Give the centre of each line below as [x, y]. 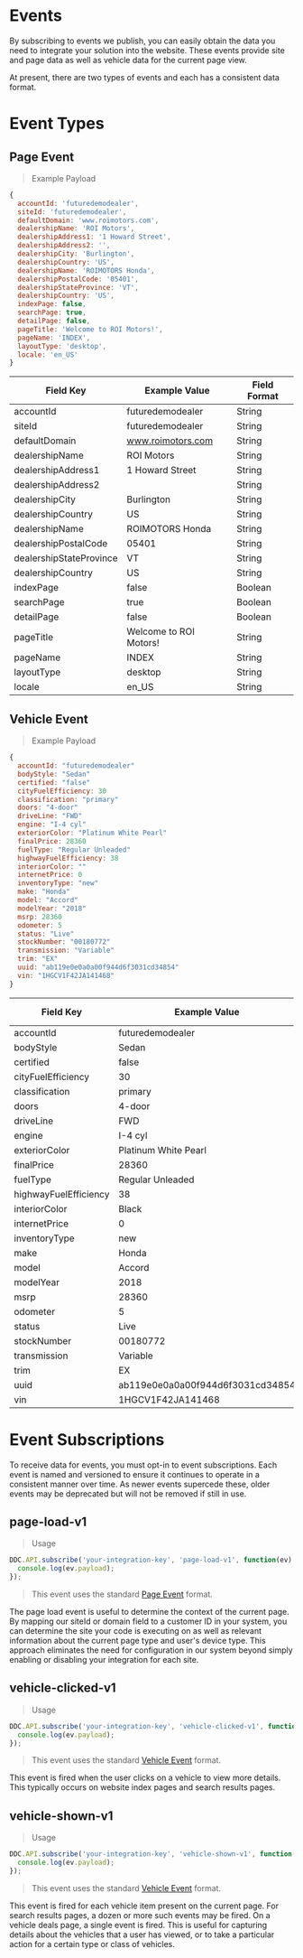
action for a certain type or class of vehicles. [92, 1944]
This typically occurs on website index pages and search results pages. [142, 1787]
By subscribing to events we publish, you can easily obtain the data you [142, 41]
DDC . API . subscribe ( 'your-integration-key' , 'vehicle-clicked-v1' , [137, 1726]
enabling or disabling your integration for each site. [104, 1660]
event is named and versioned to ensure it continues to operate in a [134, 1474]
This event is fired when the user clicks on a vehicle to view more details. [145, 1778]
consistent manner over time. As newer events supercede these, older [140, 1484]
